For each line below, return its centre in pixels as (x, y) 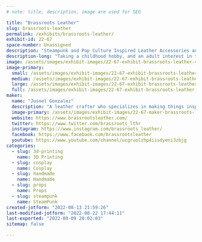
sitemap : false (25, 224)
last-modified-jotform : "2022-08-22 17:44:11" (66, 213)
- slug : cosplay (32, 163)
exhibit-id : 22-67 (29, 40)
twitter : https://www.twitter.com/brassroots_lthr (76, 123)
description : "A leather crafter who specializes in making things (98, 107)
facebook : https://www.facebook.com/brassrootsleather (82, 135)
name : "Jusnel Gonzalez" (43, 101)
